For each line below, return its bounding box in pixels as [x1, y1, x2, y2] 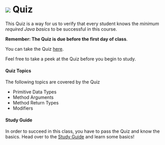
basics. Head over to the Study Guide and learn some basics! [5, 134, 135, 140]
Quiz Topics [5, 68, 32, 74]
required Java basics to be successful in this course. [5, 26, 117, 32]
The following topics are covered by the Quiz [5, 79, 100, 85]
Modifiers [12, 105, 33, 111]
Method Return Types [12, 100, 59, 106]
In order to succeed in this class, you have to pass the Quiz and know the [5, 128, 160, 134]
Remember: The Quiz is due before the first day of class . [5, 36, 128, 42]
